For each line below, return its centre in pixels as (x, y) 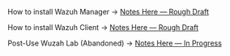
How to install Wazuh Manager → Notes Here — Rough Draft (109, 12)
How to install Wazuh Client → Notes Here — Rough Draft (103, 27)
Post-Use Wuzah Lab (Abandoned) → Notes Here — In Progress (115, 43)
